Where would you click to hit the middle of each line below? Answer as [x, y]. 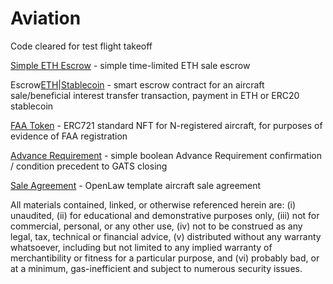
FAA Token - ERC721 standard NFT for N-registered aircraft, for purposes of [166, 125]
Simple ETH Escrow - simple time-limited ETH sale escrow [130, 65]
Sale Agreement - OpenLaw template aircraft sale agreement [136, 185]
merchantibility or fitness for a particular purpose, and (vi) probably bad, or [165, 258]
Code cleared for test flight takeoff [81, 46]
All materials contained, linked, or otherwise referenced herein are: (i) [153, 204]
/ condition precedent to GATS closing [89, 166]
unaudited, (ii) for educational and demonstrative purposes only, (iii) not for [165, 215]
